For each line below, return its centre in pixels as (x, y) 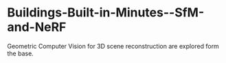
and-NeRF (37, 27)
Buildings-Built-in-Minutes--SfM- (106, 13)
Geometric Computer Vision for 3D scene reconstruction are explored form (113, 46)
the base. (21, 53)
